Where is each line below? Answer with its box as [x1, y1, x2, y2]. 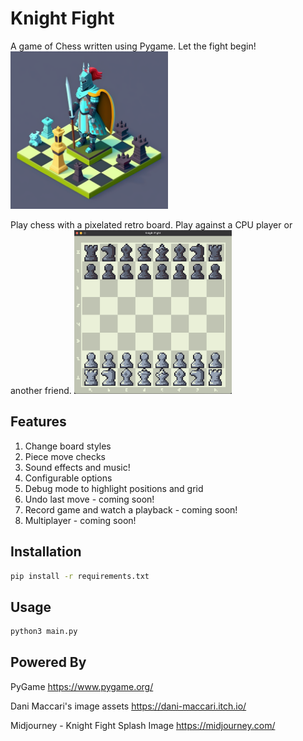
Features [10, 413, 67, 431]
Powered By [10, 654, 87, 671]
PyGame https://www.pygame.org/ [10, 680, 154, 692]
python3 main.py [10, 627, 78, 637]
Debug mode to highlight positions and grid [24, 482, 204, 494]
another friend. [10, 384, 72, 396]
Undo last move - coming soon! [24, 493, 155, 505]
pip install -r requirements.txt [10, 571, 150, 581]
